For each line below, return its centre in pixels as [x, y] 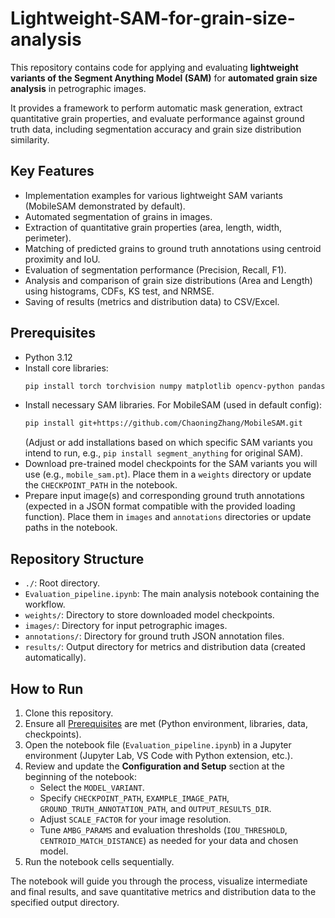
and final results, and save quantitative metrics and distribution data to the [163, 891]
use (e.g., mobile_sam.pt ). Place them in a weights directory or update [168, 474]
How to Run [47, 688]
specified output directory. [65, 902]
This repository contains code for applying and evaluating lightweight [154, 67]
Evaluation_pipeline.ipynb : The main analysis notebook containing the [172, 594]
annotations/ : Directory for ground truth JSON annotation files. [154, 636]
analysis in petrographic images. [78, 88]
